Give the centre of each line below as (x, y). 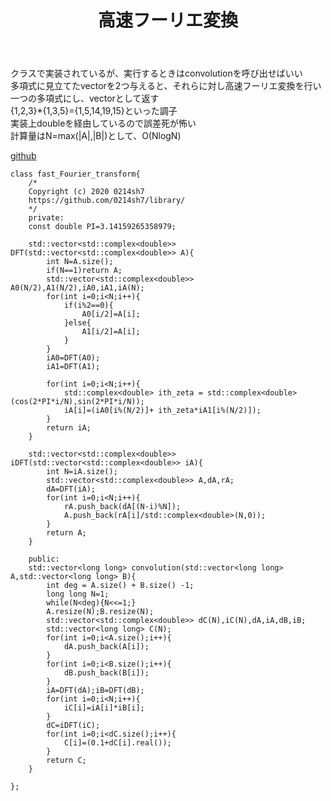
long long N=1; (78, 594)
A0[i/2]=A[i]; (111, 314)
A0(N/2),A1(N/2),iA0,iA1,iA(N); (77, 288)
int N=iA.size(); (82, 472)
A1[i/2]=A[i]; (111, 332)
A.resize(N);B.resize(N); (100, 612)
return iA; (69, 428)
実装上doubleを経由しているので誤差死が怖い (103, 123)
